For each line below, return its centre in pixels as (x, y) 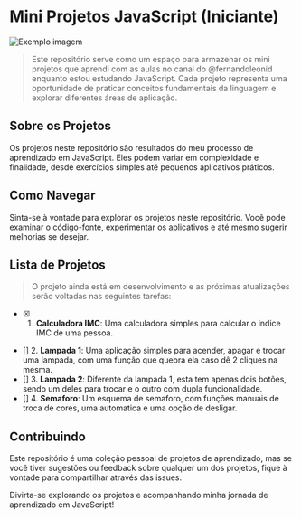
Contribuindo (47, 436)
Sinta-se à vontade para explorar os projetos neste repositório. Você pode (148, 217)
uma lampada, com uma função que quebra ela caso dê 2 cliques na (150, 360)
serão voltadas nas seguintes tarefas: (101, 297)
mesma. (37, 370)
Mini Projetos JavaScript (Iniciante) (144, 17)
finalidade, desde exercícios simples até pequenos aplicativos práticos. (142, 167)
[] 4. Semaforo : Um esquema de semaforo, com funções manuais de (151, 399)
